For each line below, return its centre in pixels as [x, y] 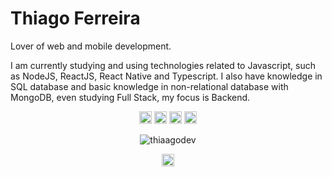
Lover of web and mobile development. [91, 46]
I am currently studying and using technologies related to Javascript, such [163, 65]
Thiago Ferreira [75, 18]
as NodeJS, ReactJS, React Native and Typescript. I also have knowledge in [166, 76]
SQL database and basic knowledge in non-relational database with [149, 86]
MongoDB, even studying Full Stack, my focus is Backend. [130, 97]
